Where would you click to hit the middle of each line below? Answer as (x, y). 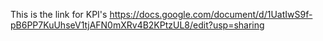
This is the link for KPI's (59, 14)
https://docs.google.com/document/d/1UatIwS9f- (211, 14)
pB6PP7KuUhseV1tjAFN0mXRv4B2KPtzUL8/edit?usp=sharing (137, 25)
